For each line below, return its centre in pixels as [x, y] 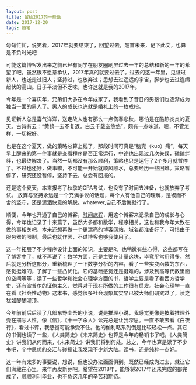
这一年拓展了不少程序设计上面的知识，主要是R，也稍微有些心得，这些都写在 [97, 249]
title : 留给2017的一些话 [34, 17]
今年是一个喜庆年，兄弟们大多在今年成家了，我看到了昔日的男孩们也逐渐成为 [98, 99]
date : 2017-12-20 [27, 22]
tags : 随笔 [18, 28]
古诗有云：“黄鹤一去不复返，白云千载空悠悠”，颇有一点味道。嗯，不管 [100, 126]
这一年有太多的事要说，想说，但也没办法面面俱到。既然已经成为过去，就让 [95, 362]
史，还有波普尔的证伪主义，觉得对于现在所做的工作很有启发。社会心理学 [93, 286]
